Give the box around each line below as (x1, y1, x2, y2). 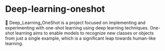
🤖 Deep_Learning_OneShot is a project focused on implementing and (5, 20, 146, 25)
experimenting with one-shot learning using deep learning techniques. (5, 25, 149, 30)
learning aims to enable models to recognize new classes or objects (15, 30, 154, 36)
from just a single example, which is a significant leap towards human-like (5, 35, 156, 41)
